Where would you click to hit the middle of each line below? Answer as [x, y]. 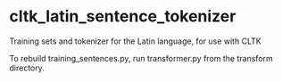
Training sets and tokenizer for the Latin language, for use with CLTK [135, 41]
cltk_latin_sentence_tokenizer [123, 16]
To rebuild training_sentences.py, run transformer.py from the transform [141, 58]
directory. [27, 68]
